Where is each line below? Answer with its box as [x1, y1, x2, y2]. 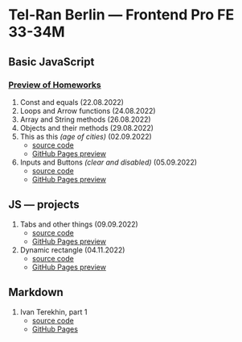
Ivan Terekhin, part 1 [19, 307, 88, 316]
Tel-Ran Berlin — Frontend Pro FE [8, 6, 235, 24]
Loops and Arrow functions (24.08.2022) [19, 106, 156, 115]
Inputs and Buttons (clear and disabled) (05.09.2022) [19, 157, 198, 167]
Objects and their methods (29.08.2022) [19, 123, 154, 132]
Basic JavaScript [8, 55, 95, 69]
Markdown [8, 286, 64, 299]
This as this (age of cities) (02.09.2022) [19, 131, 153, 141]
